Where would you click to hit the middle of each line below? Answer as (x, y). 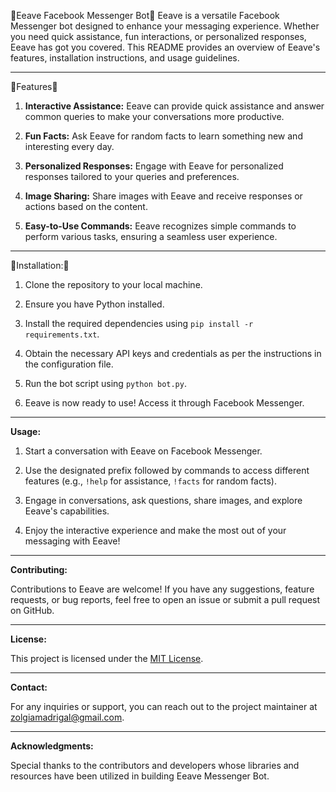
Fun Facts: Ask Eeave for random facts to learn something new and (163, 136)
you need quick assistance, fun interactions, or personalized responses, (158, 36)
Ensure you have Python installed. (94, 304)
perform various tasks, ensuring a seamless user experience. (151, 236)
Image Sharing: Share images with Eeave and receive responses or (163, 196)
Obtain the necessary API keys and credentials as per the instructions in (173, 353)
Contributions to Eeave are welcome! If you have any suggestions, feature (162, 589)
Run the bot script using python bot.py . (105, 383)
